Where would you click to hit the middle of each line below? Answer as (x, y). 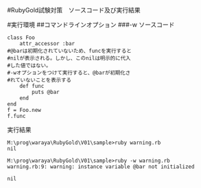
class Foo (21, 38)
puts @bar (46, 92)
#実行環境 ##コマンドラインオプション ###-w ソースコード (91, 25)
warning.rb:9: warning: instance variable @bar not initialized (101, 167)
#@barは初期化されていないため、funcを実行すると (69, 51)
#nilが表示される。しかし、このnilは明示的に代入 (69, 58)
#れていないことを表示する (39, 80)
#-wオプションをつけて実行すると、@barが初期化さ (69, 73)
